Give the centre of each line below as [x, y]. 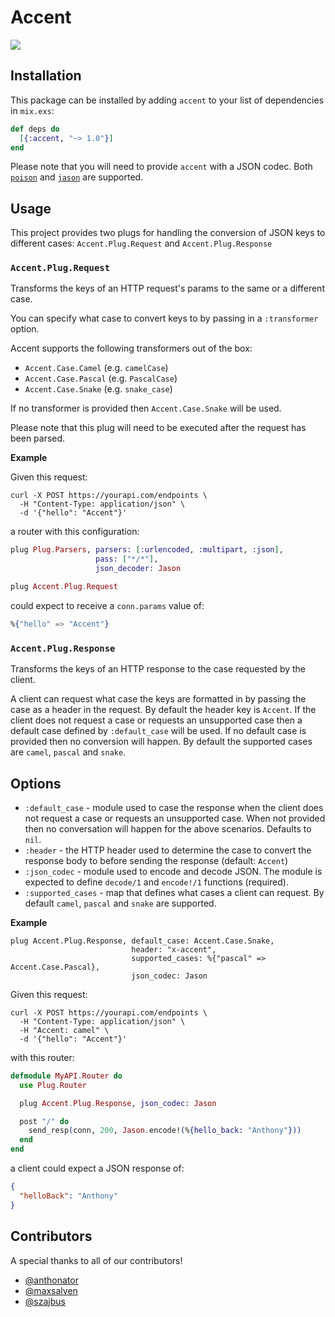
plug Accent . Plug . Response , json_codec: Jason [118, 1103]
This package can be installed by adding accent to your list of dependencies [167, 100]
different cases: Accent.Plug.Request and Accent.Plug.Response [141, 243]
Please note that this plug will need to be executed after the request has [158, 428]
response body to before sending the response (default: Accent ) [156, 860]
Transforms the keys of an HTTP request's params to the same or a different [167, 288]
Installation [46, 76]
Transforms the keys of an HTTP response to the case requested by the [158, 669]
